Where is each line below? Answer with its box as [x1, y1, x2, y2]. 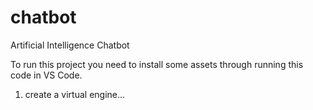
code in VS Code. [10, 69, 83, 81]
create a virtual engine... [24, 88, 126, 100]
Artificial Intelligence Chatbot [10, 39, 130, 51]
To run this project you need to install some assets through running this [10, 58, 304, 70]
